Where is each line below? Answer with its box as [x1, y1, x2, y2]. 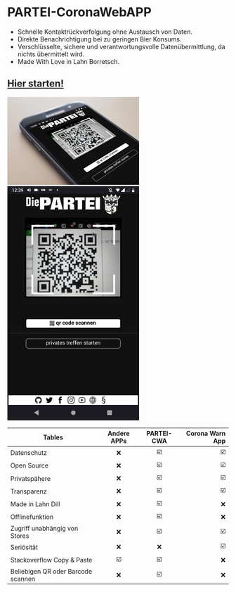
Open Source [10, 461, 49, 470]
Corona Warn [185, 430, 226, 438]
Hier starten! [7, 78, 65, 90]
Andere [107, 430, 130, 438]
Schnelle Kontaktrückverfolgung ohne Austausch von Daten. [17, 27, 193, 36]
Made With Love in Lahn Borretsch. [17, 57, 119, 65]
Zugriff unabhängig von [10, 525, 79, 533]
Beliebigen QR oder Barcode [10, 567, 93, 575]
